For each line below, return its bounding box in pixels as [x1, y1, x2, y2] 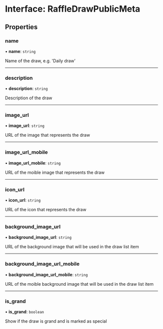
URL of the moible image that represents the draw [5, 169, 105, 175]
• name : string [5, 48, 36, 54]
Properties [5, 23, 38, 31]
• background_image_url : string [5, 235, 72, 240]
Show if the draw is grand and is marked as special [5, 318, 107, 324]
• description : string [5, 86, 48, 91]
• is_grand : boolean [5, 309, 45, 314]
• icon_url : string [5, 197, 41, 203]
